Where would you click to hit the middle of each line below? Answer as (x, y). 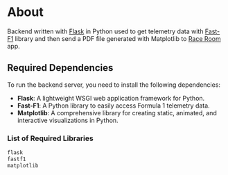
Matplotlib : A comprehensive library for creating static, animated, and (117, 112)
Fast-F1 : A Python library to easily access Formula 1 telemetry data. (113, 106)
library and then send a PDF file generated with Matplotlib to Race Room (118, 38)
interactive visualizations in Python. (68, 120)
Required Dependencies (60, 68)
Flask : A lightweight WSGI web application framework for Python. (111, 98)
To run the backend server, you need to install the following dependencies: (114, 85)
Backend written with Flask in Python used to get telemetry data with (105, 31)
